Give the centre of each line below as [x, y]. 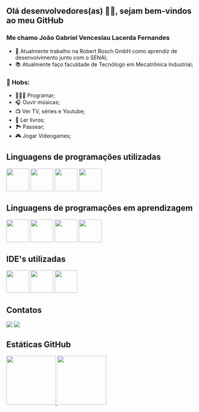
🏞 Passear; [30, 126]
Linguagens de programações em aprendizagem [99, 208]
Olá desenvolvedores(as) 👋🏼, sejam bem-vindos [99, 11]
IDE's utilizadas [36, 259]
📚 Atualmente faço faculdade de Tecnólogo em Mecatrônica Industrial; [104, 64]
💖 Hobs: [18, 82]
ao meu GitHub [35, 21]
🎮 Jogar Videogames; [43, 136]
